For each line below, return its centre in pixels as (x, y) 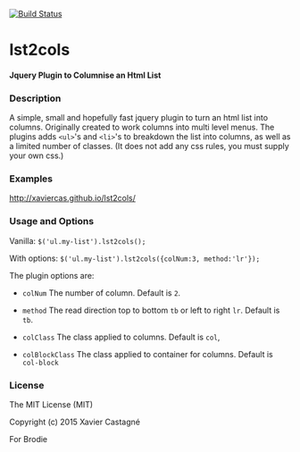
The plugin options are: (52, 275)
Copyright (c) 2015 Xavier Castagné (75, 422)
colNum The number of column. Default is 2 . (101, 293)
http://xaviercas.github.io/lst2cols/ (72, 198)
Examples (31, 179)
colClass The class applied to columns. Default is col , (121, 337)
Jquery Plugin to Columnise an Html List (85, 75)
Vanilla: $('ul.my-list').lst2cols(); (78, 240)
